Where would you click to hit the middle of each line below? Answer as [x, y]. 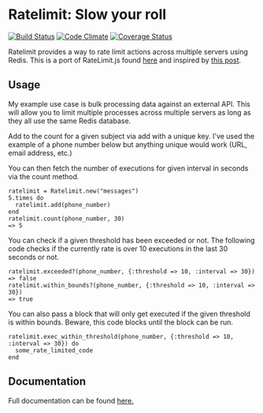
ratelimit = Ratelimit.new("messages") [74, 191]
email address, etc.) [40, 152]
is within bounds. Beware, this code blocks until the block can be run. [121, 322]
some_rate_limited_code [54, 350]
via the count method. [44, 176]
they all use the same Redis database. [70, 121]
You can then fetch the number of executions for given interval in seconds [128, 168]
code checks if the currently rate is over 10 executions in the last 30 [118, 248]
